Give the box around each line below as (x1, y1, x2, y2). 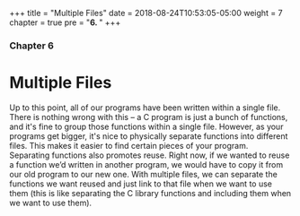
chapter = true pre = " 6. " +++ (9, 17, 121, 28)
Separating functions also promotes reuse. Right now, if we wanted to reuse (9, 150, 290, 160)
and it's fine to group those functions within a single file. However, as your (9, 121, 284, 132)
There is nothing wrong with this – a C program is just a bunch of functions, (9, 111, 288, 122)
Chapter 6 (9, 39, 54, 52)
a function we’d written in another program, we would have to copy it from (9, 159, 284, 169)
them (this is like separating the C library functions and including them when (9, 187, 292, 198)
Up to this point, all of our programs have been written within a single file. (9, 102, 281, 113)
